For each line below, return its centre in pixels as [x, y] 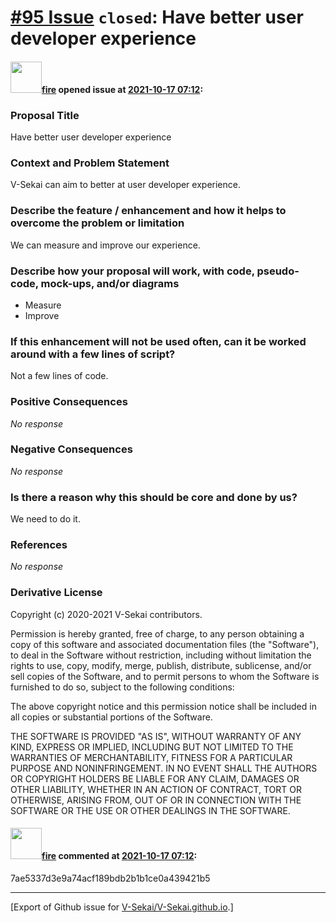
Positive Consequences [69, 402]
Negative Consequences [71, 449]
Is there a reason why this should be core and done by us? [154, 497]
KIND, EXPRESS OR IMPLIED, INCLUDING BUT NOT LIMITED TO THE [152, 747]
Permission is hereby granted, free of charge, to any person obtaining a [157, 633]
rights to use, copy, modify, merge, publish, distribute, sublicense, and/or [161, 665]
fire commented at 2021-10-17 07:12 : [119, 856]
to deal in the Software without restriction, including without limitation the [161, 655]
